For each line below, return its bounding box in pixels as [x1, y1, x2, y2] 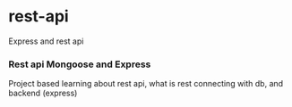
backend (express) [8, 87, 78, 99]
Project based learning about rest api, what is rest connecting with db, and [8, 78, 284, 89]
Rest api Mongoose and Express [8, 58, 151, 70]
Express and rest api [8, 36, 84, 46]
